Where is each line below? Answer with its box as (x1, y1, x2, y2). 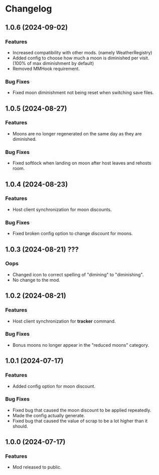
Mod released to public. (12, 464, 62, 470)
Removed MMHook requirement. (12, 65, 80, 71)
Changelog (5, 3, 52, 15)
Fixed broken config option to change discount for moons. (12, 230, 133, 236)
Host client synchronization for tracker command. (12, 318, 116, 324)
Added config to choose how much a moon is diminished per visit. (12, 55, 149, 61)
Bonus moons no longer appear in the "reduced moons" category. (12, 342, 149, 348)
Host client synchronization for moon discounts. (12, 206, 112, 212)
